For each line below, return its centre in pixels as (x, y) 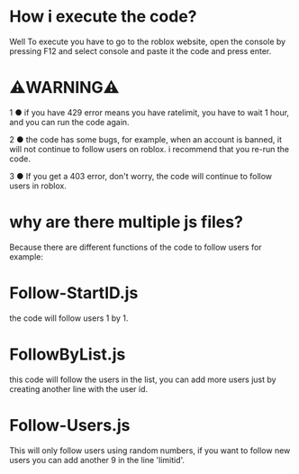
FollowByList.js (68, 354)
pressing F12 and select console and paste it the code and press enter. (140, 50)
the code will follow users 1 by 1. (69, 318)
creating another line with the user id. (79, 388)
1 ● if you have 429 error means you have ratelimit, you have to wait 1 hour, (149, 112)
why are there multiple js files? (126, 222)
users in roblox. (38, 186)
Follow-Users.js (70, 425)
